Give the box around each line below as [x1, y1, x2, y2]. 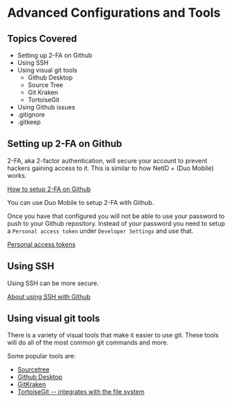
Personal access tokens [7, 240, 76, 248]
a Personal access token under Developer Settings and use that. [7, 227, 194, 235]
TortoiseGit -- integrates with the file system [17, 388, 145, 396]
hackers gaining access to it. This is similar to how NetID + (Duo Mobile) [7, 164, 214, 172]
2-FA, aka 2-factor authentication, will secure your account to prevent [7, 156, 208, 165]
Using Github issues [17, 103, 75, 111]
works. [7, 171, 27, 179]
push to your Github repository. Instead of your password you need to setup [7, 219, 225, 227]
